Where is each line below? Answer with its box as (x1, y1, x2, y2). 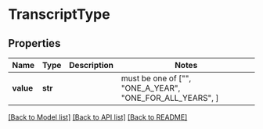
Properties (8, 37, 61, 50)
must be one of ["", (121, 73, 192, 84)
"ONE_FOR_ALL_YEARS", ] (121, 92, 219, 103)
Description (69, 60, 113, 70)
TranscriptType (8, 5, 111, 23)
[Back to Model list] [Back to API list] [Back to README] (8, 113, 188, 122)
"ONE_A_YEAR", (121, 83, 181, 93)
